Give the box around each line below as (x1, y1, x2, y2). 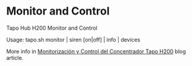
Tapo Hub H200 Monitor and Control (6, 24, 98, 31)
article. (6, 54, 24, 61)
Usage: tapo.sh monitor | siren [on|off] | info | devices (6, 36, 141, 43)
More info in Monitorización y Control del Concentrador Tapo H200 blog (6, 47, 187, 55)
